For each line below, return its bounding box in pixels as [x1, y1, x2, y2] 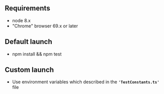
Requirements [5, 4, 50, 13]
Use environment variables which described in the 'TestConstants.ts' [12, 79, 159, 85]
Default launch [5, 37, 53, 46]
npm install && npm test [12, 51, 62, 57]
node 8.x [12, 17, 31, 23]
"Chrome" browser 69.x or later [12, 23, 78, 29]
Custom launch [5, 66, 54, 74]
